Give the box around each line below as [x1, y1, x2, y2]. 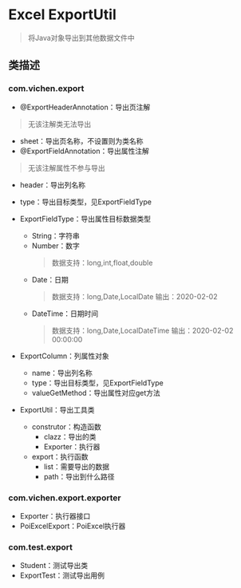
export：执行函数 [31, 452, 89, 461]
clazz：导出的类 [43, 432, 97, 441]
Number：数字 [31, 241, 80, 251]
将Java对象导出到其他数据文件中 [27, 33, 136, 42]
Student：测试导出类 [19, 561, 89, 570]
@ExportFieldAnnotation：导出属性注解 [19, 146, 149, 156]
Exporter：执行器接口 [19, 511, 91, 520]
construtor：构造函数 [31, 421, 101, 432]
